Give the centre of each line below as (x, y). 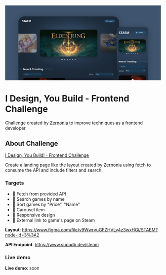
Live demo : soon (22, 268)
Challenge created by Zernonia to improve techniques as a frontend (74, 123)
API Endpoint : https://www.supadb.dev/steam (52, 244)
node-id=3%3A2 (22, 235)
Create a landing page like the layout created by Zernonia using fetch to (78, 165)
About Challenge (32, 143)
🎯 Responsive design (34, 215)
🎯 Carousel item (28, 209)
